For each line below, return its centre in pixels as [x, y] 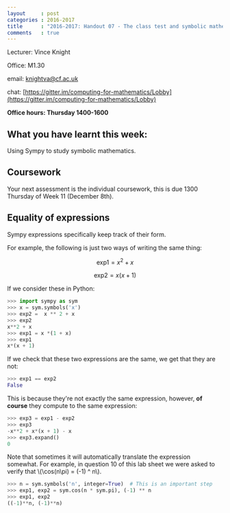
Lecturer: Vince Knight [39, 52]
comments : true [33, 33]
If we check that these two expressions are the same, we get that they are [111, 359]
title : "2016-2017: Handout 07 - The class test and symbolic [107, 26]
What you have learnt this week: [77, 134]
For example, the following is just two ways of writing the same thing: [104, 247]
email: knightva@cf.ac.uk [43, 79]
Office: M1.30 [26, 65]
